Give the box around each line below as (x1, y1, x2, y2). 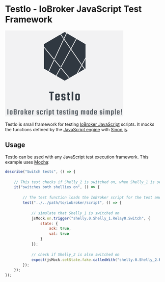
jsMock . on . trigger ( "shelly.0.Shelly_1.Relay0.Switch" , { (31, 216, 151, 221)
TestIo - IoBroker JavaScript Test (5, 3, 142, 15)
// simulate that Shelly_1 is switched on (31, 210, 120, 216)
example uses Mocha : (5, 159, 50, 165)
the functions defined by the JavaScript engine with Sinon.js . (5, 126, 129, 132)
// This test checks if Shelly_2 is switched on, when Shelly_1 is (14, 179, 155, 185)
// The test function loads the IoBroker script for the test (23, 195, 153, 200)
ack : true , (49, 226, 71, 231)
